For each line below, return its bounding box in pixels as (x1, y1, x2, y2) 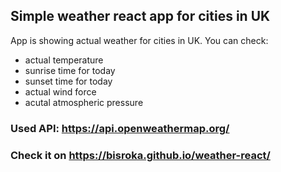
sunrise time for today (24, 64, 116, 76)
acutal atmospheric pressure (24, 96, 144, 108)
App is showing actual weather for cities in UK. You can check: (10, 34, 269, 46)
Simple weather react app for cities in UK (10, 8, 271, 25)
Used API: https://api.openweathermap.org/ (10, 121, 230, 135)
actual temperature (24, 54, 104, 66)
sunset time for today (24, 75, 113, 87)
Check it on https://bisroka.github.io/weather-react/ (10, 148, 271, 162)
